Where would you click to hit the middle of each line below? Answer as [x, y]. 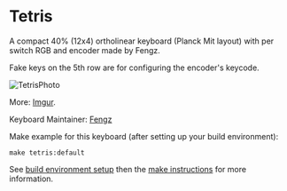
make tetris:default [47, 153]
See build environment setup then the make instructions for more [128, 169]
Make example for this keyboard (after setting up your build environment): [144, 136]
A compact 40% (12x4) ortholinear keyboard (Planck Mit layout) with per [142, 41]
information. [31, 179]
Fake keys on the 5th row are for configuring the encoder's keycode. [134, 68]
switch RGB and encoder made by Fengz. [85, 50]
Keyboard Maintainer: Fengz [61, 119]
